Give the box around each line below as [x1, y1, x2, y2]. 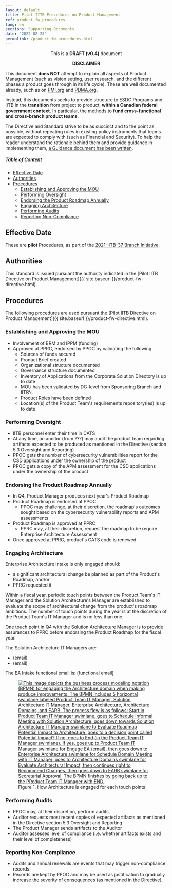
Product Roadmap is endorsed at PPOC [12, 499, 97, 505]
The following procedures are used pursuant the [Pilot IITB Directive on [5, 310, 156, 316]
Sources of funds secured [20, 351, 76, 357]
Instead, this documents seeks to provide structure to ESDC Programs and [5, 96, 163, 103]
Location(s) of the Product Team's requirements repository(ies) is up [20, 400, 166, 406]
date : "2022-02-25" [5, 31, 47, 37]
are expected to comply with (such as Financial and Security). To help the [5, 134, 161, 140]
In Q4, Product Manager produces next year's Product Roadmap [12, 493, 149, 499]
